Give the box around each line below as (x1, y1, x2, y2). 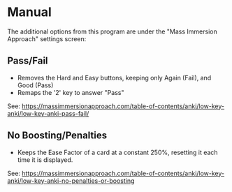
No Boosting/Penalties (7, 130, 108, 142)
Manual (7, 4, 52, 20)
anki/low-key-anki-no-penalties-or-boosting (7, 176, 135, 185)
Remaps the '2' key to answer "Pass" (17, 88, 124, 96)
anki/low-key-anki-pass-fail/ (7, 109, 89, 117)
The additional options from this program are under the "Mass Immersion (7, 27, 218, 36)
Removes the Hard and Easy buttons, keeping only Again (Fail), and (17, 73, 212, 82)
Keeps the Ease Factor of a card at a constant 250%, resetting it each (17, 148, 218, 156)
